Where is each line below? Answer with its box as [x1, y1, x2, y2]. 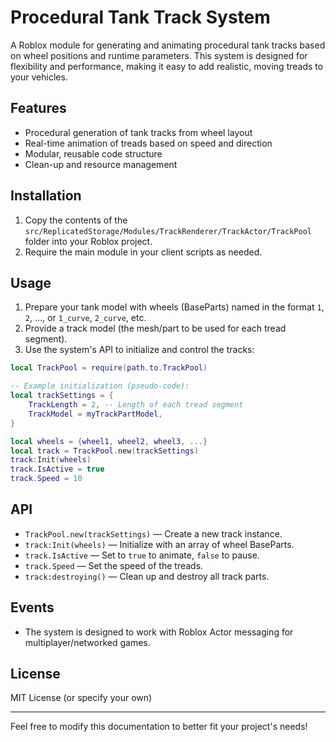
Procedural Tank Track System [10, 6, 271, 29]
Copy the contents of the [24, 214, 128, 226]
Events [10, 599, 55, 616]
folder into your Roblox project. [24, 235, 153, 247]
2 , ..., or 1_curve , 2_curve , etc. [24, 312, 147, 324]
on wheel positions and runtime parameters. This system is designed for [10, 49, 308, 61]
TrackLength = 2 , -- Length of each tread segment [28, 400, 244, 410]
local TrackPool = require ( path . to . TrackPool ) [10, 363, 208, 373]
